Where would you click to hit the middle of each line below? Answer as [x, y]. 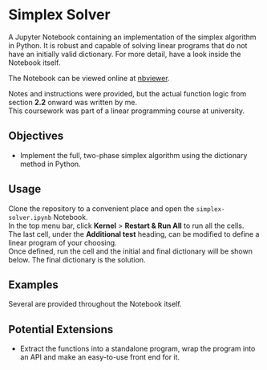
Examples [33, 285]
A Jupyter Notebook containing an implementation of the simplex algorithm [132, 37]
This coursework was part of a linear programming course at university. [127, 111]
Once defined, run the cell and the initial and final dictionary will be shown [130, 251]
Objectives [36, 136]
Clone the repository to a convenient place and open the [101, 208]
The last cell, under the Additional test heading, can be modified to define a [134, 234]
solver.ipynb [30, 218]
